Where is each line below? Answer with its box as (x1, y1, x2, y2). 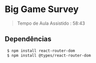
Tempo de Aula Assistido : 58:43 (17, 20, 85, 26)
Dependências (5, 35, 52, 43)
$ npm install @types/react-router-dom (7, 53, 91, 58)
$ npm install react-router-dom (7, 48, 75, 53)
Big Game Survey (5, 4, 79, 15)
